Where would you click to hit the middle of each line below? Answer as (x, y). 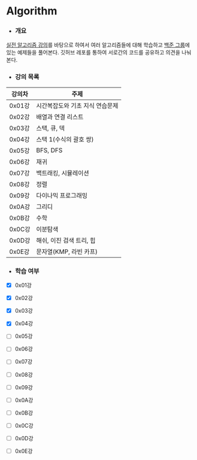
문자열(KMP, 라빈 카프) (66, 252)
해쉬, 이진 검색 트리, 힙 (66, 240)
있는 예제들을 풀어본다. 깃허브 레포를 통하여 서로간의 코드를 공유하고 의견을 (93, 53)
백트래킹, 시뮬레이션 (62, 173)
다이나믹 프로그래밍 (62, 195)
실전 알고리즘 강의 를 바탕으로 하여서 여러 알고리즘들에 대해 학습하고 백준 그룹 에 (98, 45)
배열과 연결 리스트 (60, 117)
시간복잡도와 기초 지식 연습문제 (77, 105)
